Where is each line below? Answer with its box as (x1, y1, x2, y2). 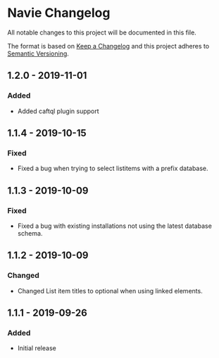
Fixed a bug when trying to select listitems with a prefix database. (17, 164, 209, 173)
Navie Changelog (7, 5, 111, 21)
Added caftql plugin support (17, 107, 100, 115)
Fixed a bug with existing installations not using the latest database (17, 222, 213, 230)
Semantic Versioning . (7, 49, 69, 58)
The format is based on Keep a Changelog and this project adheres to (7, 41, 210, 50)
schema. (17, 229, 43, 237)
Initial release (17, 344, 56, 352)
